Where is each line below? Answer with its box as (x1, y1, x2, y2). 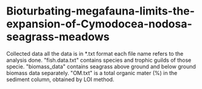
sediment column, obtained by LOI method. (6, 76, 114, 83)
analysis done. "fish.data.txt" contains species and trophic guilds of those (6, 56, 192, 64)
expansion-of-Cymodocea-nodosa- (6, 17, 193, 31)
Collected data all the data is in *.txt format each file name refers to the (6, 50, 184, 57)
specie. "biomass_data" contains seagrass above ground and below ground (6, 62, 197, 70)
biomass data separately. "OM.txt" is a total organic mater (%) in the (6, 69, 178, 76)
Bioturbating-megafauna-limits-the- (6, 4, 195, 18)
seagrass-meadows (6, 30, 110, 44)
